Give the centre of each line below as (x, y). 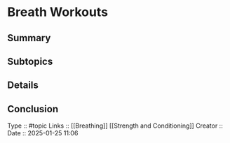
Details (23, 85)
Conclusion (33, 109)
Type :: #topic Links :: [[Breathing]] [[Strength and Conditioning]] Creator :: (115, 126)
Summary (29, 38)
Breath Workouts (58, 12)
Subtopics (30, 61)
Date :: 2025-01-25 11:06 (43, 133)
